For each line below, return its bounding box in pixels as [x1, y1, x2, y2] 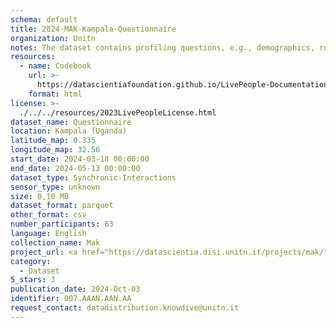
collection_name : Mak [10, 237, 101, 248]
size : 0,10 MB [10, 191, 70, 201]
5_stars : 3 [10, 275, 56, 285]
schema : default [10, 14, 78, 25]
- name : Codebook [19, 61, 92, 71]
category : [10, 256, 52, 266]
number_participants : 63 [10, 219, 114, 230]
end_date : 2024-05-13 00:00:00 [10, 163, 141, 173]
